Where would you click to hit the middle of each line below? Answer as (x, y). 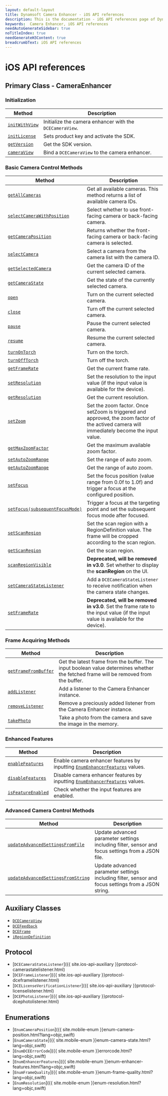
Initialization (20, 100)
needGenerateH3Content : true (35, 38)
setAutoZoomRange (28, 459)
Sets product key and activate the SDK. (89, 136)
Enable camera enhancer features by (97, 760)
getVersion (20, 144)
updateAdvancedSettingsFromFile (46, 845)
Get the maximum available (119, 445)
